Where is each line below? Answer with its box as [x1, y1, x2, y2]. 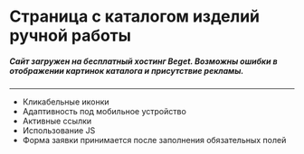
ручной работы [9, 25, 131, 46]
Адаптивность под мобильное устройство [22, 106, 187, 117]
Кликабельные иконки [22, 96, 110, 107]
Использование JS [22, 125, 96, 136]
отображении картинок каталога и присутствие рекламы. [9, 65, 244, 76]
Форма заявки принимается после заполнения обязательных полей [22, 135, 287, 146]
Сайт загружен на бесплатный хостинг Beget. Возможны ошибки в [9, 56, 278, 67]
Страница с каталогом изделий [9, 6, 261, 27]
